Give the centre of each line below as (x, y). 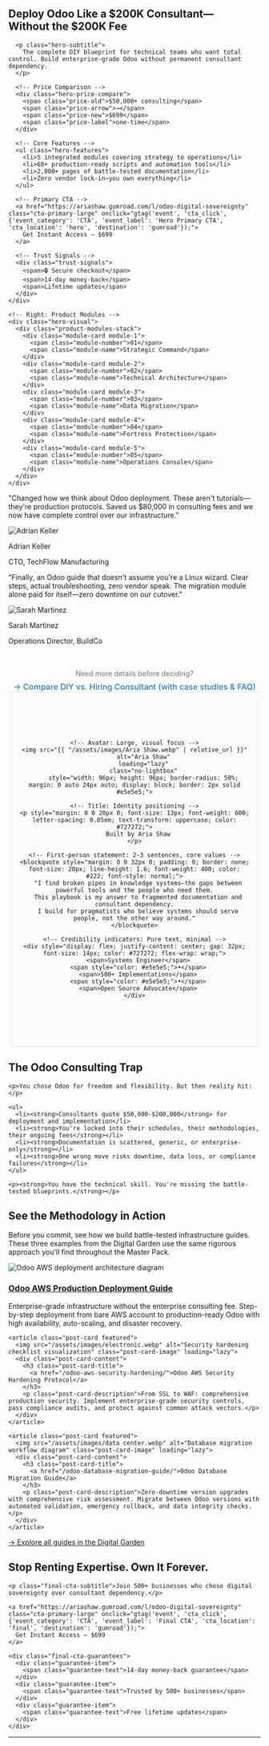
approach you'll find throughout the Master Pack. (89, 1252)
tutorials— (233, 498)
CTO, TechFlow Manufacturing (59, 561)
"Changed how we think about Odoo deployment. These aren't (112, 498)
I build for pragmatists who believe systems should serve (138, 911)
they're (20, 506)
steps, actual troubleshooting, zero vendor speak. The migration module (127, 585)
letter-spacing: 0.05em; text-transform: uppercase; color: (134, 820)
